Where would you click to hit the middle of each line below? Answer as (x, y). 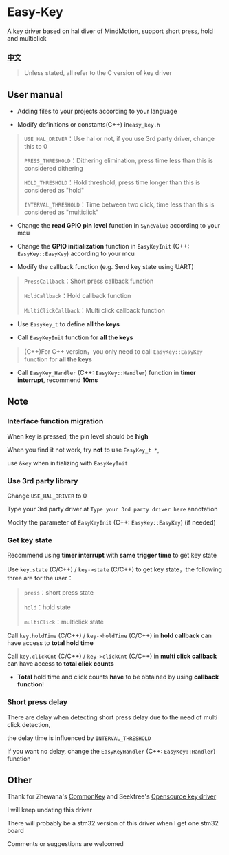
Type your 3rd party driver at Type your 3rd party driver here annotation (112, 509)
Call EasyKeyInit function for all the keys (75, 337)
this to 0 (35, 147)
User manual (35, 95)
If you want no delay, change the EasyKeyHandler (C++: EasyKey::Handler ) (111, 751)
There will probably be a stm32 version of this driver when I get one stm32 (113, 823)
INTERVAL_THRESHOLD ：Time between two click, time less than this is (119, 204)
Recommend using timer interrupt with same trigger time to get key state (112, 556)
